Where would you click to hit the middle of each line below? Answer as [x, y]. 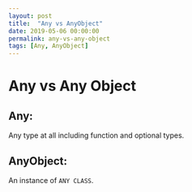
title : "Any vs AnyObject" [56, 23]
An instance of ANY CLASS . [51, 180]
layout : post [30, 16]
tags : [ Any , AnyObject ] [49, 46]
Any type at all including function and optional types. [96, 135]
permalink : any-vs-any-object [60, 38]
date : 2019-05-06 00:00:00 [54, 31]
